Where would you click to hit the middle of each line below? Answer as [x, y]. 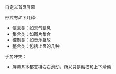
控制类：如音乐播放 [32, 40]
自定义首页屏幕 [20, 7]
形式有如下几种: [21, 18]
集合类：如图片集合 [32, 34]
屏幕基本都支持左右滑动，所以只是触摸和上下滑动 [61, 67]
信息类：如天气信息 [32, 28]
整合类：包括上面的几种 [36, 46]
